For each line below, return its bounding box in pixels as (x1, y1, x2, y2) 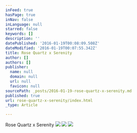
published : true (5, 93, 40, 98)
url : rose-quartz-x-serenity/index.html (5, 98, 93, 103)
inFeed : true (5, 7, 33, 13)
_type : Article (5, 103, 38, 108)
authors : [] (5, 60, 31, 65)
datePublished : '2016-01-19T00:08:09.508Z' (5, 41, 100, 46)
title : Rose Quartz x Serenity (5, 50, 72, 55)
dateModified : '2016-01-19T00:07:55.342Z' (5, 46, 97, 51)
